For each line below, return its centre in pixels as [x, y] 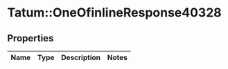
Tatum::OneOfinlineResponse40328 [114, 13]
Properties [30, 38]
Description [81, 58]
